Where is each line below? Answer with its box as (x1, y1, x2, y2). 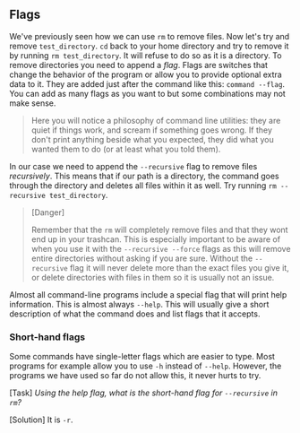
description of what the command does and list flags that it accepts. (9, 308, 261, 319)
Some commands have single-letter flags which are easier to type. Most (9, 351, 276, 362)
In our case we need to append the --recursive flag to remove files (9, 160, 258, 171)
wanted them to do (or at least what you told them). (30, 143, 221, 154)
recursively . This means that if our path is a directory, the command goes (9, 170, 279, 181)
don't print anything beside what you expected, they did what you (30, 134, 275, 144)
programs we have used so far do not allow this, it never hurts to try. (9, 370, 261, 381)
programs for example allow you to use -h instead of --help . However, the (9, 360, 282, 371)
